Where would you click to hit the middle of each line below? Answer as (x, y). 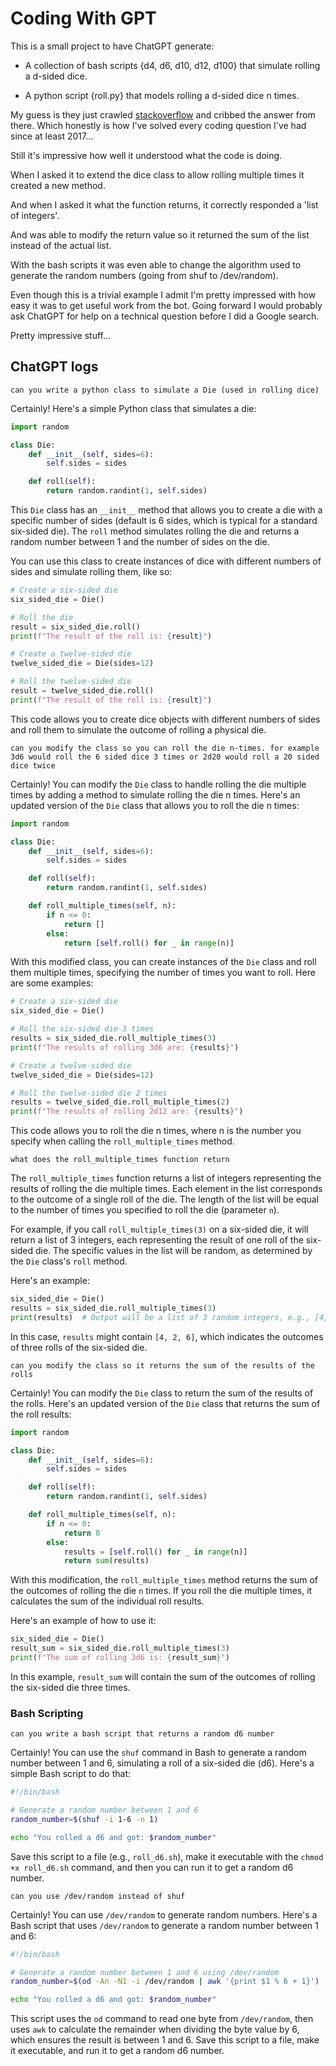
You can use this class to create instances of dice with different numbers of (166, 561)
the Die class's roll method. (69, 1261)
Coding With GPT (83, 18)
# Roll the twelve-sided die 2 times (89, 1093)
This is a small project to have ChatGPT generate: (112, 46)
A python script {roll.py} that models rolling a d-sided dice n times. (162, 95)
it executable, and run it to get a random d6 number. (117, 2051)
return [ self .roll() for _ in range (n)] (149, 943)
